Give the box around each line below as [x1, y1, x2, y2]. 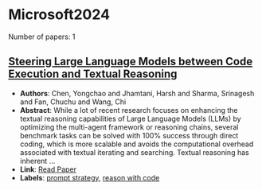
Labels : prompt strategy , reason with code [19, 173, 160, 182]
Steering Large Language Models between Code [8, 55, 253, 68]
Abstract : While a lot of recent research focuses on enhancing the [19, 105, 238, 114]
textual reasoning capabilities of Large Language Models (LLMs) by [19, 114, 241, 123]
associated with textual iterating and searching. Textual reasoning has [19, 147, 249, 157]
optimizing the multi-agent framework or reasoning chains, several [19, 122, 239, 132]
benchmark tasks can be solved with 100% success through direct [19, 130, 239, 140]
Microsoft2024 [8, 6, 110, 24]
